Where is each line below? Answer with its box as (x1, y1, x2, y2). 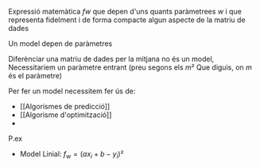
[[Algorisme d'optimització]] (19, 110, 112, 120)
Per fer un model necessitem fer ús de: (8, 86, 136, 96)
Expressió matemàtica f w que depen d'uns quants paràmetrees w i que (8, 7, 243, 16)
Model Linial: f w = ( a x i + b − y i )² (19, 150, 124, 161)
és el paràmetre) (8, 71, 62, 80)
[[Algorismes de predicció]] (19, 102, 111, 111)
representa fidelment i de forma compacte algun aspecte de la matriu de (8, 15, 246, 25)
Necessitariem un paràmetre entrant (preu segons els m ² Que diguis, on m (8, 63, 253, 72)
